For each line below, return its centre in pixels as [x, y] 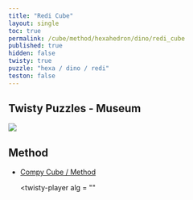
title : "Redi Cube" [41, 16]
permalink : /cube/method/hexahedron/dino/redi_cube [96, 38]
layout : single [34, 23]
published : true [35, 46]
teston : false [32, 76]
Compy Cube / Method [58, 172]
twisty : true [30, 61]
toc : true [25, 31]
